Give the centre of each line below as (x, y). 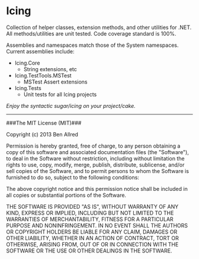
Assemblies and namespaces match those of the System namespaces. (92, 45)
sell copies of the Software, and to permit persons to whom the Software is (98, 171)
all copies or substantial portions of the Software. (66, 195)
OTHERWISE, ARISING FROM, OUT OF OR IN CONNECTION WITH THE (92, 244)
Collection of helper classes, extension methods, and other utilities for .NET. (99, 27)
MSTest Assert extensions (55, 82)
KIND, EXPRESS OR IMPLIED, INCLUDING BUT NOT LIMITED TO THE (90, 213)
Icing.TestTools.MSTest (43, 75)
